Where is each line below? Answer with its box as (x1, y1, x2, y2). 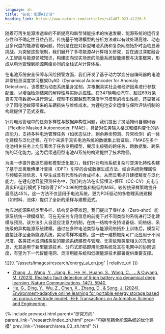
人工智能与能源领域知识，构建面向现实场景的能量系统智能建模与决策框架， (5, 55, 156, 61)
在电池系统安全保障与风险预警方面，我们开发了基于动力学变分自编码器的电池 (5, 72, 160, 78)
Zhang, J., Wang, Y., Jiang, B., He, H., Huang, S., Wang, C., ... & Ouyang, (12, 270, 159, 276)
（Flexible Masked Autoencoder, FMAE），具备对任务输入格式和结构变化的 (5, 125, 155, 131)
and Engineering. (12, 301, 47, 307)
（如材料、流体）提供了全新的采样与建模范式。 (5, 197, 100, 203)
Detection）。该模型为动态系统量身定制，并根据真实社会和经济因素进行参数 (5, 84, 156, 90)
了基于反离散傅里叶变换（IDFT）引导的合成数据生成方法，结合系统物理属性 (5, 166, 157, 172)
